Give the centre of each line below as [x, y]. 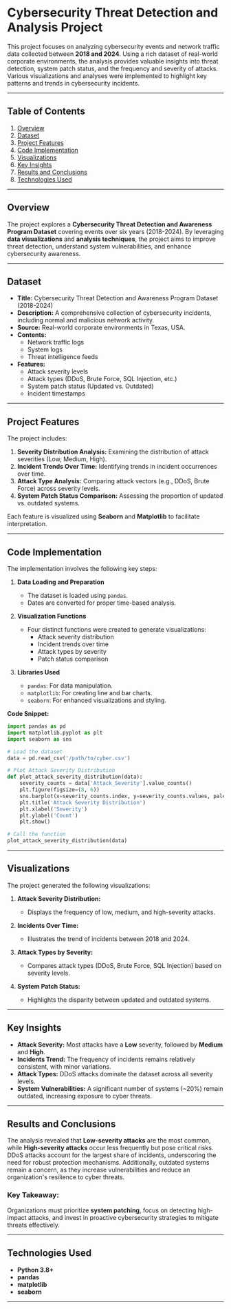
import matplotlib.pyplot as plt [55, 733]
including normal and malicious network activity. [86, 320]
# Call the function [37, 834]
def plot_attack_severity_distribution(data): [75, 777]
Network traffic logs [56, 342]
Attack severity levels [57, 371]
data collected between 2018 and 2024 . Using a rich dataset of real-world [113, 54]
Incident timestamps [56, 394]
